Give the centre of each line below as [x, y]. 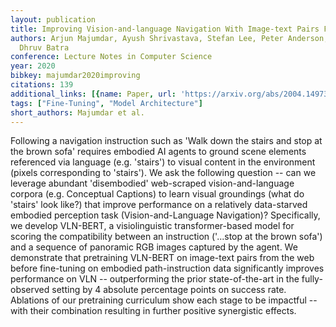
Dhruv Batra [44, 47]
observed [30, 290]
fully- [312, 279]
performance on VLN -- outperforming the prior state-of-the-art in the [155, 279]
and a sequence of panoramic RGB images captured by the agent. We [154, 247]
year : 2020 [33, 66]
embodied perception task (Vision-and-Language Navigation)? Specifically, [165, 215]
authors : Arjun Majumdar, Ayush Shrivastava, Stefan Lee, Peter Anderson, [169, 38]
